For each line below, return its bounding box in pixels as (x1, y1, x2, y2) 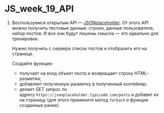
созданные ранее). (19, 102, 60, 108)
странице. (11, 51, 33, 57)
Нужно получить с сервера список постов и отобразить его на (11, 45, 147, 51)
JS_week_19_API (4, 3, 74, 15)
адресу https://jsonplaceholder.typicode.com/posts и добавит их (19, 91, 159, 97)
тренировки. (11, 36, 39, 42)
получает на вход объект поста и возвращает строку (19, 70, 133, 76)
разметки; (19, 75, 41, 81)
